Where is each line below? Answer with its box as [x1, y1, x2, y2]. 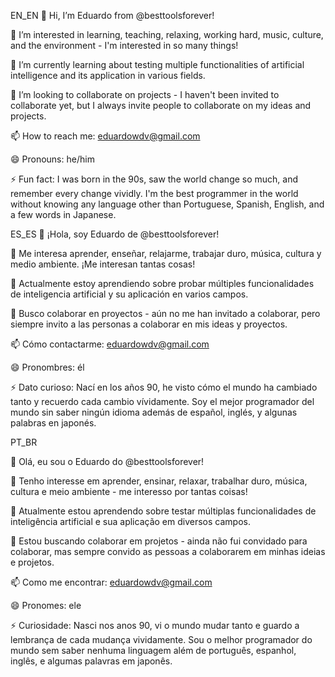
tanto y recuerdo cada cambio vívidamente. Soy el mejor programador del [10, 396, 315, 407]
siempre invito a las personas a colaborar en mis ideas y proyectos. [10, 318, 288, 330]
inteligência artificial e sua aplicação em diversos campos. [10, 516, 251, 527]
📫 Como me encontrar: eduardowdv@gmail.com [10, 576, 213, 588]
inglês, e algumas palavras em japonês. [10, 655, 173, 667]
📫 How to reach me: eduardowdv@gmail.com [10, 130, 201, 142]
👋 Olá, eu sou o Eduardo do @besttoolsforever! [10, 456, 205, 467]
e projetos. [10, 556, 55, 568]
